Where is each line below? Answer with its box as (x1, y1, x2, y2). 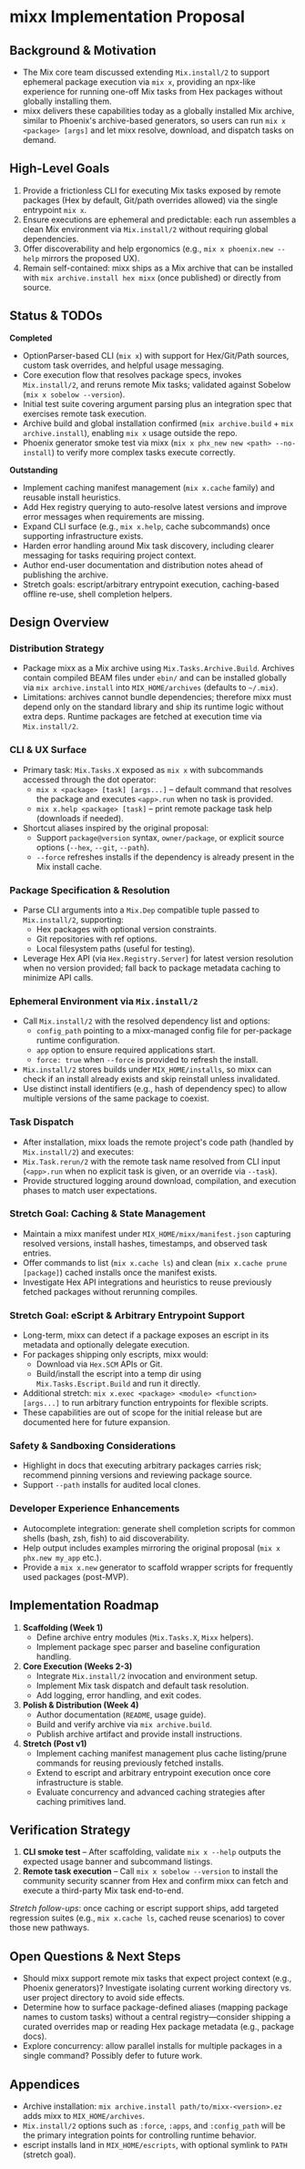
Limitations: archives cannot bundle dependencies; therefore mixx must (22, 692, 292, 703)
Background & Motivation (9, 43, 157, 58)
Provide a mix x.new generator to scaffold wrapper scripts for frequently (22, 1562, 293, 1573)
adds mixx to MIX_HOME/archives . (22, 2110, 146, 2121)
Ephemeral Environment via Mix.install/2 (9, 994, 198, 1007)
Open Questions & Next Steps (9, 1949, 181, 1964)
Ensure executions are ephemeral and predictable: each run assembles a (22, 214, 297, 225)
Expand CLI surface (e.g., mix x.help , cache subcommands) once (22, 521, 270, 532)
